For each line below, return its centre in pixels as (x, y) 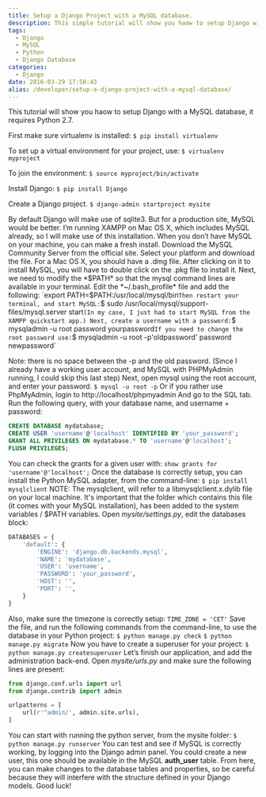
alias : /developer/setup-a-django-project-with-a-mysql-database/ (120, 89)
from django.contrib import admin (65, 691)
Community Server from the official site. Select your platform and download (131, 253)
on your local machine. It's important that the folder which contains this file (130, 497)
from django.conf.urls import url (65, 684)
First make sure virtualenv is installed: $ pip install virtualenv (113, 136)
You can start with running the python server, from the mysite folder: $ (123, 735)
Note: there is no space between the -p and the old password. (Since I (123, 361)
